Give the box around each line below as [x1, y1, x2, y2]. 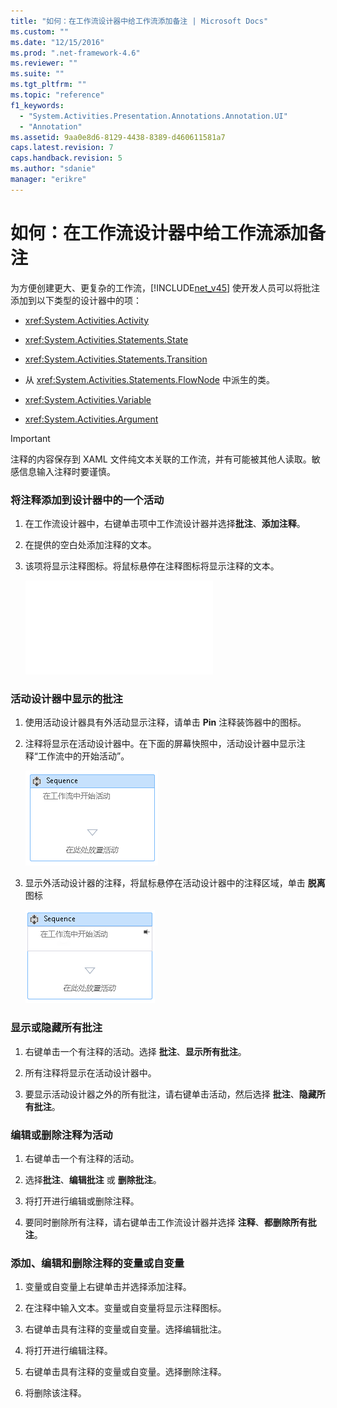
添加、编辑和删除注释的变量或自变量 [10, 1256, 185, 1270]
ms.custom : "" [10, 26, 70, 37]
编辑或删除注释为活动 [10, 1128, 113, 1142]
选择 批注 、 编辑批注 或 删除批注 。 [24, 1173, 162, 1185]
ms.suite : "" [10, 69, 65, 79]
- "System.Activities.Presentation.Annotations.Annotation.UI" [19, 111, 288, 121]
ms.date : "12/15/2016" [10, 37, 105, 47]
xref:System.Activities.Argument [24, 413, 159, 425]
